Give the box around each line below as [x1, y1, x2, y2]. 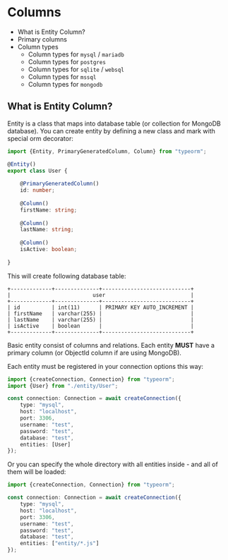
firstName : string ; [20, 206, 78, 214]
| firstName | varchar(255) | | [7, 310, 194, 317]
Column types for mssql [28, 72, 97, 81]
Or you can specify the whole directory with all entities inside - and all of [7, 460, 219, 469]
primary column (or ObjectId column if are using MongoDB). [7, 348, 182, 357]
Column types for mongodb [28, 80, 103, 88]
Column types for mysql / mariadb [28, 50, 125, 59]
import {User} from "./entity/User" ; [7, 382, 119, 389]
